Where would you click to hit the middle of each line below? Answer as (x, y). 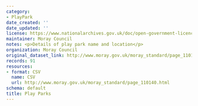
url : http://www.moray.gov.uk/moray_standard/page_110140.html (90, 83)
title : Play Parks (29, 94)
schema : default (26, 88)
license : (17, 34)
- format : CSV (24, 72)
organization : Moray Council (42, 50)
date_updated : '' (27, 28)
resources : (19, 66)
